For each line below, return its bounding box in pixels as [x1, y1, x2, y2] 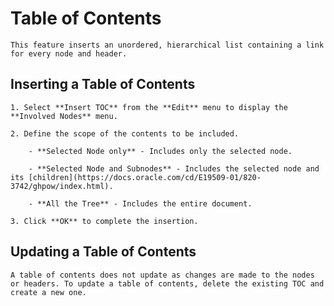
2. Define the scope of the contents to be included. [10, 128, 240, 139]
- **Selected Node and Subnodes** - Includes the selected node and [28, 163, 320, 174]
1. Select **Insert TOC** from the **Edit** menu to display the [10, 102, 288, 112]
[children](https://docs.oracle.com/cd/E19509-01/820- [28, 172, 262, 182]
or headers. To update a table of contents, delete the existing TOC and [10, 278, 325, 289]
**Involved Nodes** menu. [10, 111, 118, 121]
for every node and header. [10, 48, 128, 59]
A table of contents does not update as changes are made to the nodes [10, 270, 315, 280]
